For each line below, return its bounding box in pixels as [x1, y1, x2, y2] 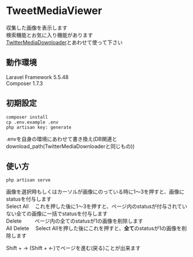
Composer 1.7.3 [6, 80, 43, 87]
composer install [6, 114, 48, 120]
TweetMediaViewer [6, 4, 103, 18]
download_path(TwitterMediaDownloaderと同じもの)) [6, 142, 135, 150]
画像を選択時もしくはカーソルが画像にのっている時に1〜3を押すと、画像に [6, 189, 185, 196]
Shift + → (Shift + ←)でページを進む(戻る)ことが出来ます [6, 245, 141, 252]
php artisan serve [6, 177, 51, 183]
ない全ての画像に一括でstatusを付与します [6, 210, 108, 217]
